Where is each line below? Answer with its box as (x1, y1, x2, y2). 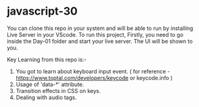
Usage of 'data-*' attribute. (15, 81, 84, 88)
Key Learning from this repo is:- (7, 56, 87, 63)
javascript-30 (7, 4, 78, 18)
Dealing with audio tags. (15, 94, 77, 101)
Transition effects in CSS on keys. (15, 87, 101, 94)
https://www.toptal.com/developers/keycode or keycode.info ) (15, 74, 173, 81)
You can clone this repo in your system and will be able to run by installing (7, 24, 194, 32)
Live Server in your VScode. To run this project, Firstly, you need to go (7, 31, 184, 38)
